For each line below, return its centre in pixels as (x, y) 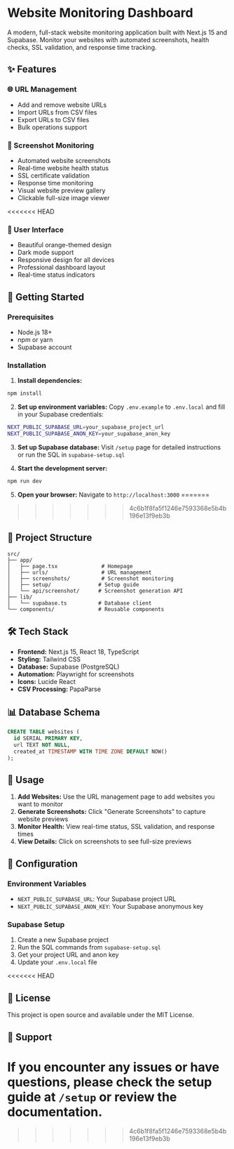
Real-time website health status (63, 168)
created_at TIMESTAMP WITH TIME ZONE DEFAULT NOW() (91, 751)
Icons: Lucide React (46, 682)
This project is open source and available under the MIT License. (101, 1015)
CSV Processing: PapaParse (59, 689)
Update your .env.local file (57, 962)
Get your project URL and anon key (68, 955)
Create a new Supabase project (63, 940)
